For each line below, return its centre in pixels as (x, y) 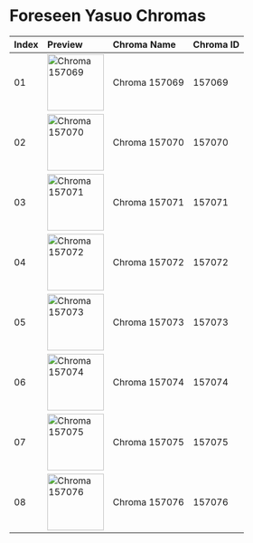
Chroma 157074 (149, 382)
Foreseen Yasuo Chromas (108, 16)
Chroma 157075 (149, 442)
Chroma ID (216, 44)
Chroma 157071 (149, 202)
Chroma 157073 (149, 322)
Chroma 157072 (149, 262)
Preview (65, 44)
